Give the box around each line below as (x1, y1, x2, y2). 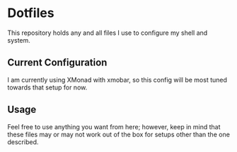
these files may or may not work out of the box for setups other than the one (7, 130, 230, 139)
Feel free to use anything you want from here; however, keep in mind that (7, 122, 221, 131)
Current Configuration (7, 57, 108, 69)
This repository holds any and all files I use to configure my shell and (7, 28, 208, 37)
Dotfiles (7, 5, 54, 21)
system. (7, 36, 30, 44)
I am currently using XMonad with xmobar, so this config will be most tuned (7, 75, 228, 84)
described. (7, 137, 39, 146)
